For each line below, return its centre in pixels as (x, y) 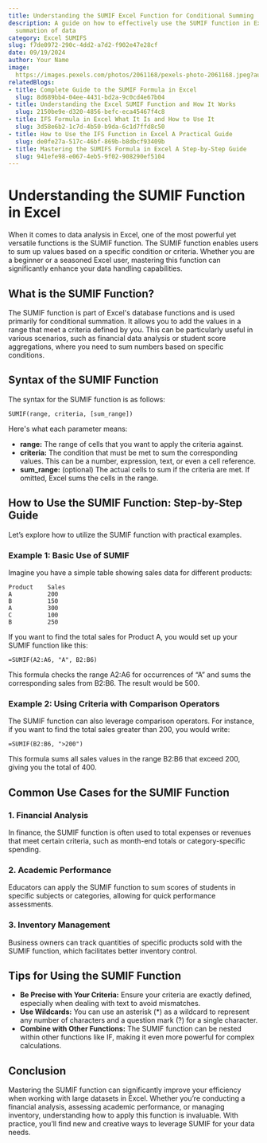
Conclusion (37, 1071)
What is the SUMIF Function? (81, 294)
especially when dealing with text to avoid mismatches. (110, 1004)
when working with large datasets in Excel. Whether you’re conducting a (127, 1098)
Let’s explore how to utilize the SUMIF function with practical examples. (125, 534)
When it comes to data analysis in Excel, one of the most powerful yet (122, 235)
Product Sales (37, 587)
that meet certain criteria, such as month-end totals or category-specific (127, 840)
